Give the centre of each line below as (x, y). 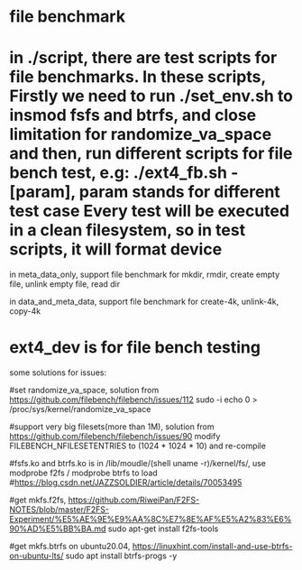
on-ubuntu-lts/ (37, 556)
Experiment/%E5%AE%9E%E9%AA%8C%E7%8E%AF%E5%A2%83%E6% (151, 519)
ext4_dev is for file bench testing (135, 348)
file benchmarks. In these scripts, (137, 77)
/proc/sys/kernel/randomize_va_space (80, 409)
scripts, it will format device (116, 249)
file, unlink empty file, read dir (65, 284)
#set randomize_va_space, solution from (84, 391)
